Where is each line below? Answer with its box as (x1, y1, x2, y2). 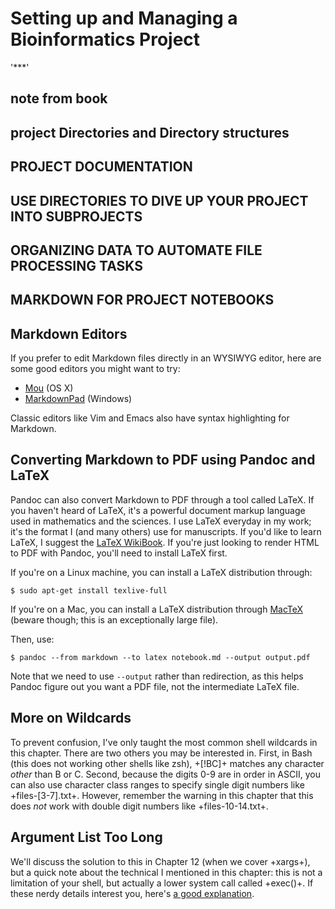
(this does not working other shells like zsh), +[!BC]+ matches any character (10, 757, 325, 769)
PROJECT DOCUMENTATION (10, 158, 193, 176)
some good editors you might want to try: (10, 363, 181, 375)
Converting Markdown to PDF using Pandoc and (10, 452, 316, 469)
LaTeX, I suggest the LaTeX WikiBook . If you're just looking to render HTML (10, 536, 320, 548)
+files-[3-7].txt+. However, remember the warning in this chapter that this (10, 789, 314, 801)
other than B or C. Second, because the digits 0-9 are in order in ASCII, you (10, 768, 321, 780)
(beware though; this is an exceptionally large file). (10, 613, 219, 626)
